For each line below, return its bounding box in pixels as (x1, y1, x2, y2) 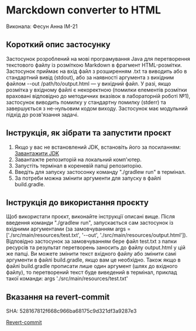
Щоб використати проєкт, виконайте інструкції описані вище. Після (6, 213, 176, 220)
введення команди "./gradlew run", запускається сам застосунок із (6, 219, 174, 227)
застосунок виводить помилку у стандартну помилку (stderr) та (6, 99, 167, 106)
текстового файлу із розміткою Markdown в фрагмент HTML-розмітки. (6, 61, 183, 68)
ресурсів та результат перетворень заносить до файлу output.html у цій (6, 244, 185, 251)
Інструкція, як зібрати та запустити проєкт (6, 128, 171, 138)
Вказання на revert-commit (6, 292, 110, 302)
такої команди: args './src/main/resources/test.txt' (6, 275, 128, 282)
